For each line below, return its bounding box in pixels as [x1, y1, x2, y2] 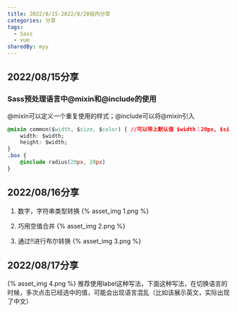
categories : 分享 [7, 17, 56, 24]
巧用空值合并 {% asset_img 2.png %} [17, 221, 126, 230]
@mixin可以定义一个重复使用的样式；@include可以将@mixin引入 [7, 111, 195, 120]
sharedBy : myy [7, 43, 49, 50]
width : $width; [20, 132, 65, 139]
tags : [7, 23, 23, 30]
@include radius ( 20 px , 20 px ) [20, 158, 106, 166]
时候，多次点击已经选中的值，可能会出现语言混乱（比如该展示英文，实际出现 [7, 288, 230, 297]
